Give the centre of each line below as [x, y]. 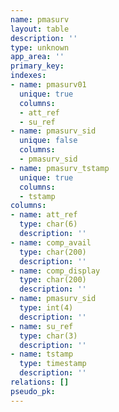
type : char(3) [48, 336]
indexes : [28, 76]
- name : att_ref [44, 215]
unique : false [48, 141]
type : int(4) [46, 308]
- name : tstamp [42, 354]
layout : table [40, 29]
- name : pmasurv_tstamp [60, 168]
